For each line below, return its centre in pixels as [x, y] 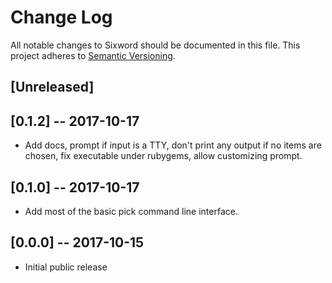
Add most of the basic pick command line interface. [131, 211]
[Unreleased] [52, 87]
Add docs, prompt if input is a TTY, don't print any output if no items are [173, 145]
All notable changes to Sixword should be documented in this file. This [155, 45]
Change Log [61, 17]
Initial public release [66, 267]
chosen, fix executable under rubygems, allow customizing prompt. [163, 156]
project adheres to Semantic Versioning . [93, 55]
